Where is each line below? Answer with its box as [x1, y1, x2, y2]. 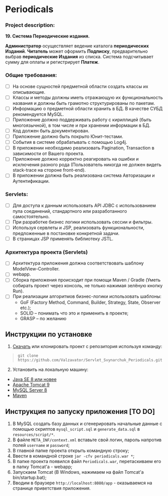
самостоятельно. [12, 213, 50, 219]
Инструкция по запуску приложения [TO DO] [5, 407, 155, 416]
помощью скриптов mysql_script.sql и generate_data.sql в [12, 426, 140, 432]
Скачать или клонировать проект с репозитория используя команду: [12, 344, 162, 350]
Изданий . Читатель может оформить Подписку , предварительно [5, 48, 148, 54]
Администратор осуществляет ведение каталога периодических [5, 43, 149, 49]
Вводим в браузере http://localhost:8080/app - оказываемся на [12, 480, 152, 486]
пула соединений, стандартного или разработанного [12, 208, 127, 214]
